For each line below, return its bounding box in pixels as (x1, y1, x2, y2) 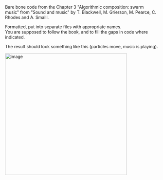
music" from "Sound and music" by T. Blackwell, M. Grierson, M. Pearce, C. (5, 9, 157, 15)
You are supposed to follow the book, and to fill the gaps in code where (5, 29, 148, 35)
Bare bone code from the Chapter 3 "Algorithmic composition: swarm (5, 4, 144, 10)
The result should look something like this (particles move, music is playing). (5, 44, 158, 49)
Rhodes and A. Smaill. (5, 15, 49, 20)
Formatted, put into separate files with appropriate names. (5, 24, 122, 30)
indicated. (5, 34, 25, 40)
